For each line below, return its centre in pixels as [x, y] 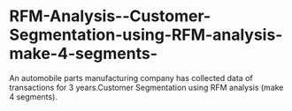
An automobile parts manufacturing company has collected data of [131, 78]
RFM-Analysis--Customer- [110, 16]
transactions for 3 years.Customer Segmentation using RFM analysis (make [146, 87]
